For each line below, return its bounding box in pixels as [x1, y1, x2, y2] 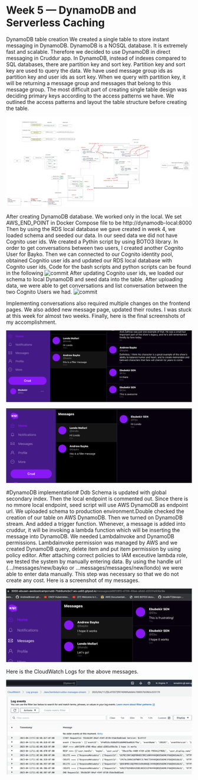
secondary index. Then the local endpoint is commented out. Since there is [6, 495, 189, 502]
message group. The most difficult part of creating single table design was [6, 86, 187, 93]
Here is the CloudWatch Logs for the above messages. [6, 668, 138, 675]
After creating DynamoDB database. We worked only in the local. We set [6, 213, 182, 220]
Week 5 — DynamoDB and [6, 4, 137, 17]
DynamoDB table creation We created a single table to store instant [6, 35, 169, 43]
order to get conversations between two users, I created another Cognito [6, 244, 184, 251]
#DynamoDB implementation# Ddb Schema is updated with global [6, 489, 167, 496]
